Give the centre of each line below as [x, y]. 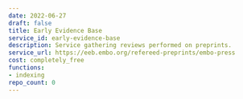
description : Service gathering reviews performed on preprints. [120, 46]
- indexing [27, 75]
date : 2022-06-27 [37, 16]
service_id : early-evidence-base [64, 38]
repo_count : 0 [32, 82]
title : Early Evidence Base [56, 30]
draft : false [30, 23]
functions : [27, 68]
